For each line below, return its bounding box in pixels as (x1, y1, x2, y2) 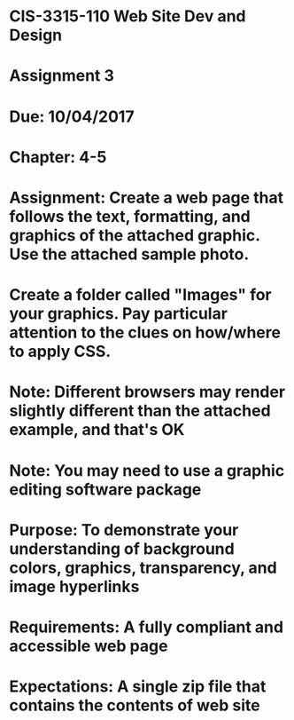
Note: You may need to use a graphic (9, 460, 285, 480)
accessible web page (9, 636, 168, 656)
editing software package (9, 479, 202, 499)
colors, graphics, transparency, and (9, 558, 277, 578)
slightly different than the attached (9, 401, 272, 421)
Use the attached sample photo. (9, 244, 250, 264)
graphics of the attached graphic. (9, 225, 260, 245)
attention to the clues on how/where (9, 322, 282, 343)
